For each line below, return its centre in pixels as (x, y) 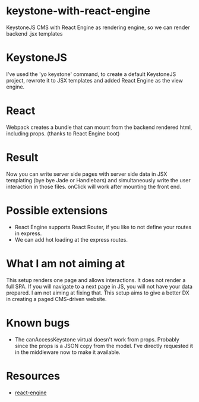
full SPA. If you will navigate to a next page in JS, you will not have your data (99, 286)
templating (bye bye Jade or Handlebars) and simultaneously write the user (99, 180)
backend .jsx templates (34, 33)
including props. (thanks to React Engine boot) (63, 133)
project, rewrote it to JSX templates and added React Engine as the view (94, 80)
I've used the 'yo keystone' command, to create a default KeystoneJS (91, 74)
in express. (28, 233)
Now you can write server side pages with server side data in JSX (87, 174)
